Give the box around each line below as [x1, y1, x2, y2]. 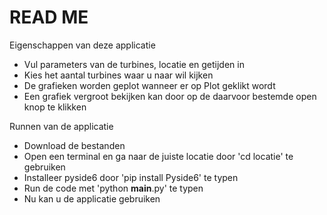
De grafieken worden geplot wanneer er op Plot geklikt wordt [23, 79, 276, 91]
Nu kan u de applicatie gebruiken [23, 192, 161, 205]
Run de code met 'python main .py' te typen [23, 182, 204, 194]
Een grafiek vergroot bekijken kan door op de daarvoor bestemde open [23, 90, 317, 102]
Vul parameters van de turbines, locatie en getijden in [23, 58, 245, 70]
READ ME [9, 6, 89, 29]
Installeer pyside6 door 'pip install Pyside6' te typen [23, 171, 239, 183]
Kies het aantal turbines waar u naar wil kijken [23, 69, 214, 81]
